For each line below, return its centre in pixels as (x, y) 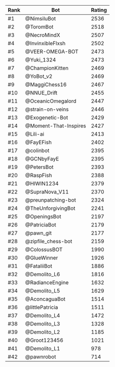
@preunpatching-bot (50, 200)
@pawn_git (39, 233)
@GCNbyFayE (42, 159)
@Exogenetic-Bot (47, 118)
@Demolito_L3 (43, 324)
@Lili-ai (35, 134)
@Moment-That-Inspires (55, 126)
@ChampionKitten (47, 68)
